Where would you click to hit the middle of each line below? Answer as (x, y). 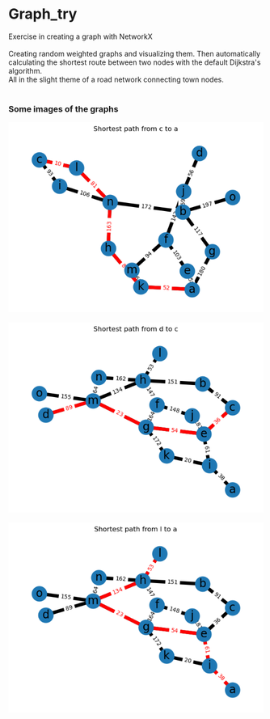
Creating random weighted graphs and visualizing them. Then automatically (135, 53)
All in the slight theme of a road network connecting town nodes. (116, 79)
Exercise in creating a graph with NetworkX (81, 36)
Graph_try (43, 14)
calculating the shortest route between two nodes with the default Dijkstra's (135, 62)
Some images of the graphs (63, 108)
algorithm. (25, 70)
